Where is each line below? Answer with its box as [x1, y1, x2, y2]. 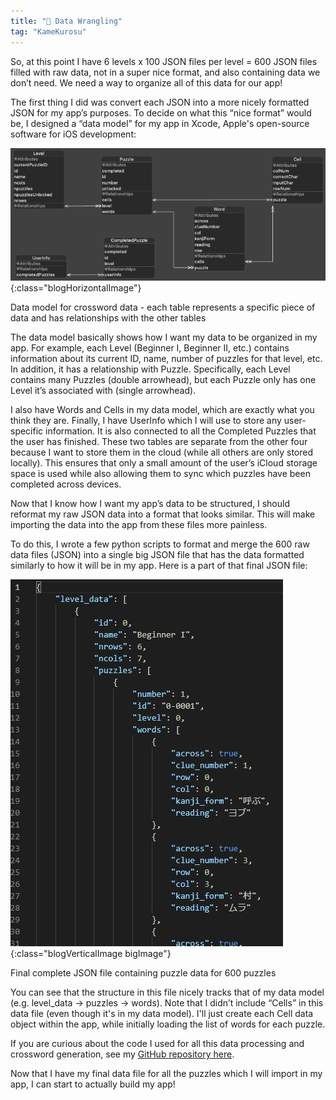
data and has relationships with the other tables [10, 312, 207, 324]
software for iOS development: [10, 128, 137, 140]
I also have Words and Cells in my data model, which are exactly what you [10, 404, 315, 416]
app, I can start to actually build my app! [10, 1078, 176, 1090]
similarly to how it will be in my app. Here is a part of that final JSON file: [10, 560, 308, 572]
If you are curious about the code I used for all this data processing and [10, 1038, 305, 1050]
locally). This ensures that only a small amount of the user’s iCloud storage [10, 457, 318, 469]
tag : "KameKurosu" [10, 26, 87, 37]
